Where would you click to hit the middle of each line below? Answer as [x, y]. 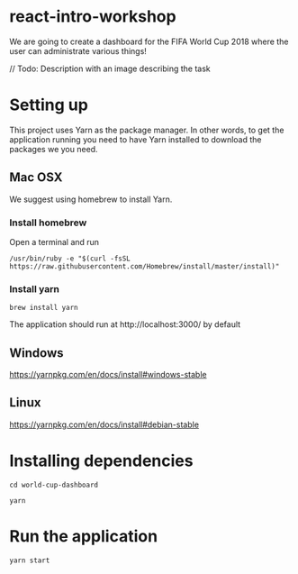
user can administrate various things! [78, 50]
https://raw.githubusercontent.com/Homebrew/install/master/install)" [144, 266]
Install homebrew [48, 223]
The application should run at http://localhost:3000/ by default [125, 324]
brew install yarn [44, 308]
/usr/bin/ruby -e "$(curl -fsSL [70, 259]
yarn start [30, 560]
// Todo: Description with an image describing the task [110, 68]
